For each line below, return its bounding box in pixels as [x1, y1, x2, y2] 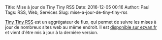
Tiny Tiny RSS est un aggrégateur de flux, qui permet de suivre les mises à [5, 19, 157, 25]
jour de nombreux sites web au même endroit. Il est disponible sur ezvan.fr [5, 24, 157, 30]
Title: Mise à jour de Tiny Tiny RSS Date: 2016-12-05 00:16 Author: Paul [5, 4, 150, 10]
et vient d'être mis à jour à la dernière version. [5, 30, 98, 35]
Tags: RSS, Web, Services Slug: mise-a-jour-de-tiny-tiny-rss [5, 9, 128, 15]
